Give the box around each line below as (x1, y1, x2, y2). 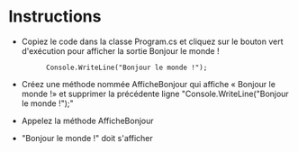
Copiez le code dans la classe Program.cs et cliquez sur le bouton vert (21, 36, 284, 47)
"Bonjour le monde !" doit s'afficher (21, 132, 154, 143)
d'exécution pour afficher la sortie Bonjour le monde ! (21, 45, 220, 56)
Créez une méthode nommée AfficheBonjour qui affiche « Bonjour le (21, 78, 276, 89)
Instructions (8, 6, 102, 27)
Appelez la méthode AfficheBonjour (21, 115, 154, 126)
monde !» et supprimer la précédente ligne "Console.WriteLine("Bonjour (21, 88, 289, 99)
